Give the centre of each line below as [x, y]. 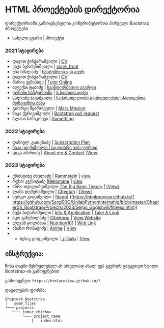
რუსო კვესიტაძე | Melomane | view [47, 181]
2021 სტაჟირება [25, 51]
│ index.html [47, 321]
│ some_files [21, 303]
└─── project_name [41, 316]
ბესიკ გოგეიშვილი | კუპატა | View [55, 238]
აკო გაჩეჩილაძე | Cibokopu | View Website [56, 218]
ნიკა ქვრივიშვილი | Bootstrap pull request [55, 113]
